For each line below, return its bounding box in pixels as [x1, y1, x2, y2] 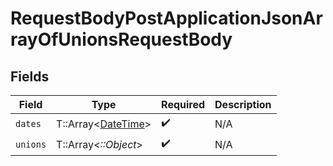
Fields [10, 68, 50, 85]
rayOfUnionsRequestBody [10, 28, 233, 51]
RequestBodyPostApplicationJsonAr [10, 7, 323, 30]
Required [161, 98, 206, 111]
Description [214, 98, 272, 111]
